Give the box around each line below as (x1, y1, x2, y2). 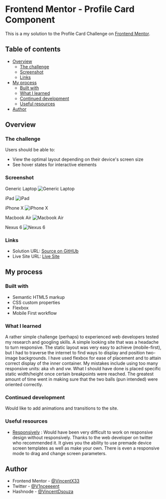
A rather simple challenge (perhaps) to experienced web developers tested (5, 334, 159, 340)
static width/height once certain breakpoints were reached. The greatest (5, 371, 154, 377)
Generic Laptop (5, 186, 37, 192)
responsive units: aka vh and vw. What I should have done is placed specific (5, 366, 162, 372)
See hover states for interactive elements (12, 162, 97, 168)
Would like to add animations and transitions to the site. (5, 405, 118, 411)
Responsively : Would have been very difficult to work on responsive (12, 429, 153, 435)
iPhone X (5, 205, 24, 211)
